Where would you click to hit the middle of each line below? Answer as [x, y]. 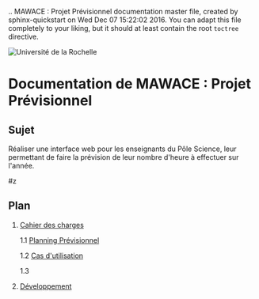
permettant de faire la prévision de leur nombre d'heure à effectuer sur [124, 157]
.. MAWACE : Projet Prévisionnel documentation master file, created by [123, 11]
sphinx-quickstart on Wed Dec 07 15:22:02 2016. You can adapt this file [125, 20]
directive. [23, 36]
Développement [46, 286]
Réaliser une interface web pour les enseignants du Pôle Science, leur [122, 149]
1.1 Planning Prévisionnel [59, 240]
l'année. [21, 166]
